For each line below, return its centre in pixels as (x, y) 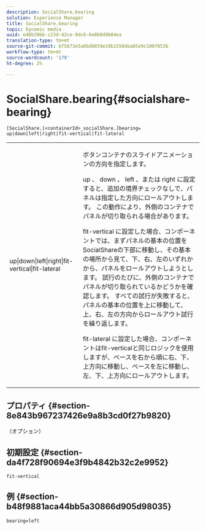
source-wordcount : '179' (38, 58)
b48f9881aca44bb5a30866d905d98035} (89, 507)
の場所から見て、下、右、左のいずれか (138, 259)
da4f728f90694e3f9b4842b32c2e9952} (87, 462)
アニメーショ (174, 155)
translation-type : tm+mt (38, 40)
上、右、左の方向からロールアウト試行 (138, 315)
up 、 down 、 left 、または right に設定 (139, 180)
